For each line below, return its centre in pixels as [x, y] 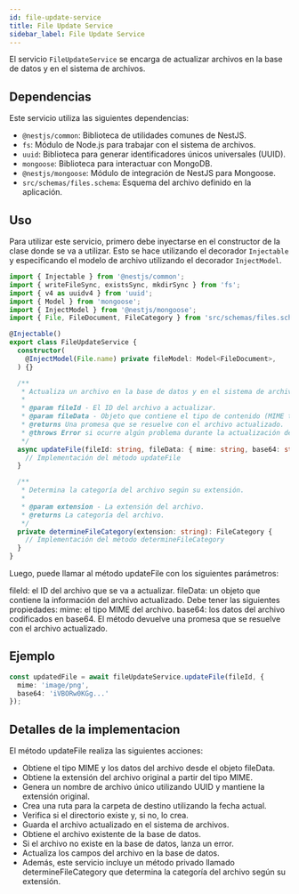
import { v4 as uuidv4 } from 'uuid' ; [81, 293]
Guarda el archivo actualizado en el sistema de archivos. [125, 825]
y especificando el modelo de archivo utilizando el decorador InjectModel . [145, 260]
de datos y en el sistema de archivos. [77, 68]
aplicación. [42, 192]
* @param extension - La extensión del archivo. [113, 507]
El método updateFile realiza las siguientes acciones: [106, 751]
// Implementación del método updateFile [103, 458]
